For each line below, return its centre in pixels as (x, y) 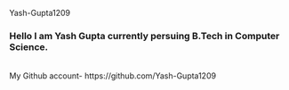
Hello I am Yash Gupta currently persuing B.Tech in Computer (144, 36)
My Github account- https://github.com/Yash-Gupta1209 (112, 76)
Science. (29, 46)
